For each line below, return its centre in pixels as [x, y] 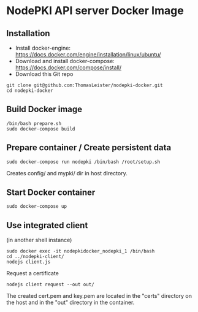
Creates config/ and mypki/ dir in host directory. [67, 173]
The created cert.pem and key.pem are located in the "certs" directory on [99, 296]
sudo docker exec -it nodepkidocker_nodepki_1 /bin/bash [81, 251]
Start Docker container [51, 193]
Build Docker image [44, 109]
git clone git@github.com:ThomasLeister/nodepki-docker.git [85, 85]
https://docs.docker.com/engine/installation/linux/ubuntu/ [88, 55]
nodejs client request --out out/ [51, 285]
